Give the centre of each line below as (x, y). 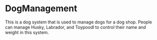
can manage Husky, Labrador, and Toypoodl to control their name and (76, 27)
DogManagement (41, 9)
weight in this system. (27, 32)
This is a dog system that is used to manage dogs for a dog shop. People (79, 22)
